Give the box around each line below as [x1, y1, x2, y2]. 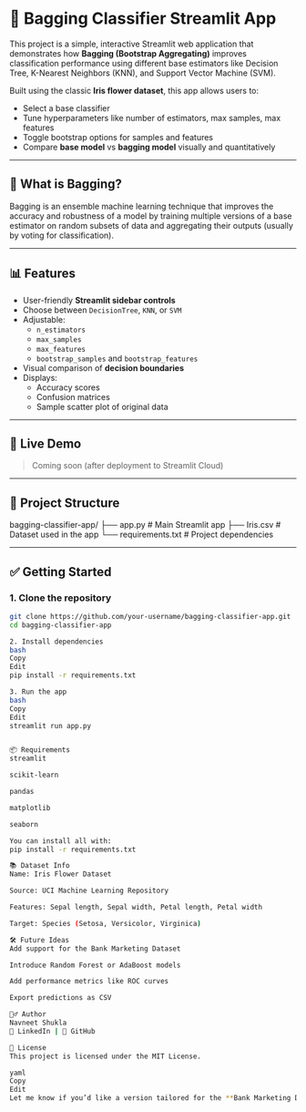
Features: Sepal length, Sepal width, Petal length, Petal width [9, 902, 262, 911]
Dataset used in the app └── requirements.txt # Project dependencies [9, 529, 274, 541]
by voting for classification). [9, 230, 114, 241]
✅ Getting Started [9, 564, 112, 580]
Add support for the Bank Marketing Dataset [9, 943, 181, 953]
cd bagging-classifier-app [9, 620, 112, 630]
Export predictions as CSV [9, 994, 112, 1003]
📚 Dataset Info [9, 861, 70, 870]
